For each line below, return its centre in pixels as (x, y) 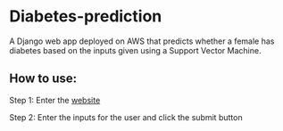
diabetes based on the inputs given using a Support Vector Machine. (135, 50)
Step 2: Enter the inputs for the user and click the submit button (126, 117)
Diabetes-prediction (86, 16)
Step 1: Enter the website (55, 100)
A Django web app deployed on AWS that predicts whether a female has (142, 41)
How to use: (43, 79)
